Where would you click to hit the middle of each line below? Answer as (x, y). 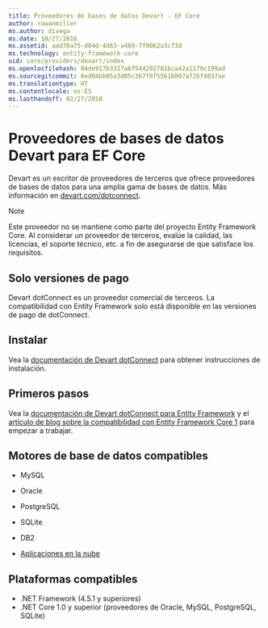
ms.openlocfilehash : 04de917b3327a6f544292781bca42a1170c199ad (117, 69)
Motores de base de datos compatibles (108, 456)
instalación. (27, 368)
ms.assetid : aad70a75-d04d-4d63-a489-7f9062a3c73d (95, 46)
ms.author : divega (39, 31)
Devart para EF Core (77, 156)
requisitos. (26, 252)
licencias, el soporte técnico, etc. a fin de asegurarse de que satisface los (131, 244)
